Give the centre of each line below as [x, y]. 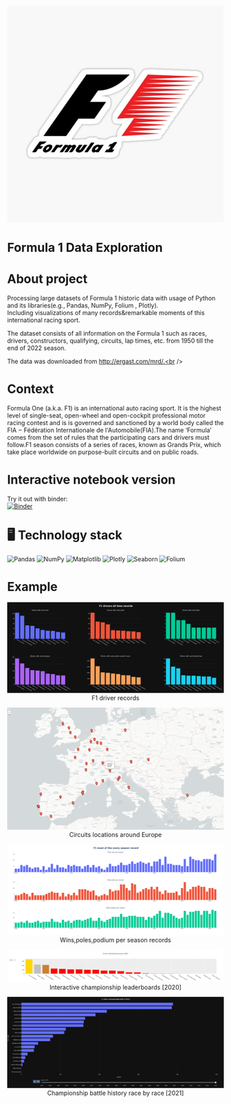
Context [31, 389]
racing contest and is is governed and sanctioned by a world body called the [115, 423]
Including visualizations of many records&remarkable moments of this [106, 313]
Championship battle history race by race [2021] [115, 1093]
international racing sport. [44, 320]
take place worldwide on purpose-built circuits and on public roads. [103, 452]
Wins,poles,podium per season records [115, 940]
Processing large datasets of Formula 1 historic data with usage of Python [111, 299]
